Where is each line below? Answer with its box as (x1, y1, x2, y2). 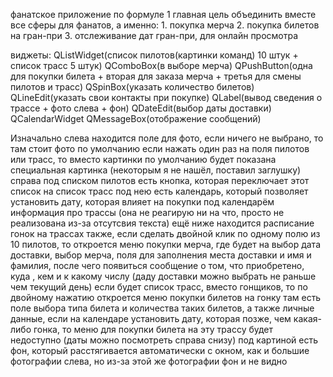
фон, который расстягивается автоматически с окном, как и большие (10, 345, 310, 356)
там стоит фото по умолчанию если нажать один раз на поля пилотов (10, 143, 310, 154)
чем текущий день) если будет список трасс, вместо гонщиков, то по (10, 281, 308, 293)
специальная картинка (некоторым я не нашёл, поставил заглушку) (10, 164, 302, 176)
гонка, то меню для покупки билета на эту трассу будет (33, 324, 274, 335)
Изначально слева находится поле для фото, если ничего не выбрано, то (10, 132, 324, 144)
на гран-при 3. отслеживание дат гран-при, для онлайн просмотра (10, 30, 299, 41)
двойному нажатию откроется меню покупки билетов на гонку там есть (10, 292, 322, 303)
